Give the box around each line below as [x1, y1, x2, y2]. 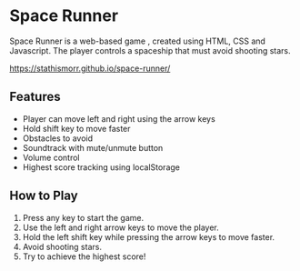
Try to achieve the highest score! [22, 251, 146, 262]
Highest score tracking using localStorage [22, 161, 180, 173]
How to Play [9, 188, 79, 204]
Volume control [22, 152, 80, 163]
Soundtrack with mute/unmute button [22, 142, 164, 153]
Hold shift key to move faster [22, 123, 131, 134]
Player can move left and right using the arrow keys [22, 113, 215, 124]
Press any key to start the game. [22, 212, 144, 223]
